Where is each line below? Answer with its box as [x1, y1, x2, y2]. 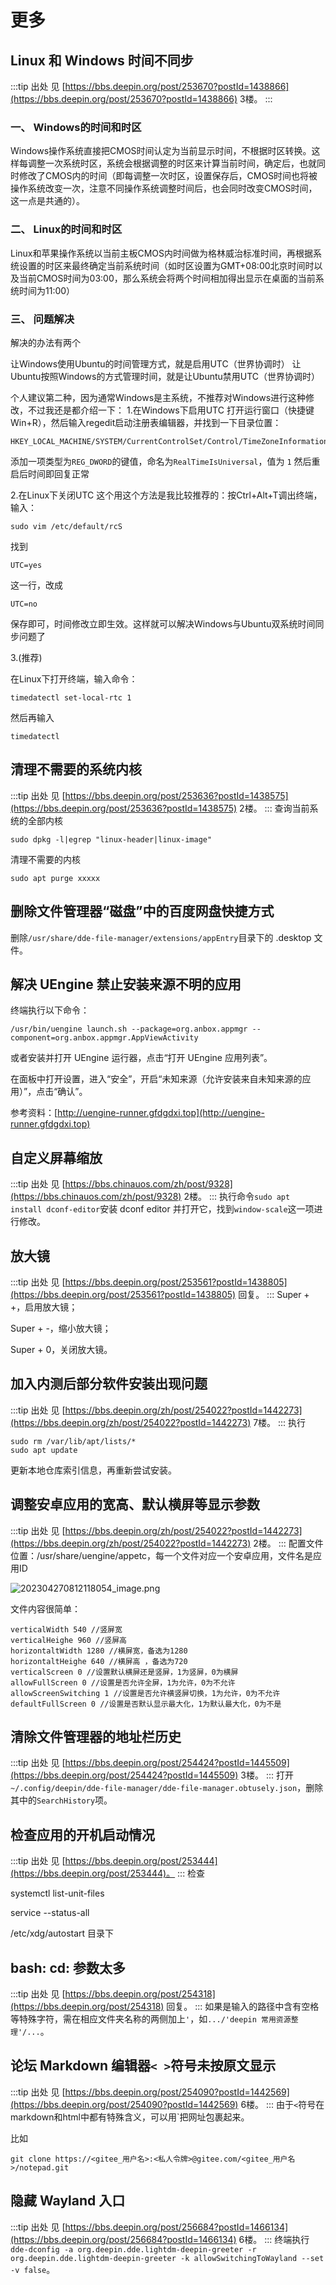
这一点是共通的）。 [10, 195, 85, 207]
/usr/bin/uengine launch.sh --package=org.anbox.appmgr [10, 1024, 248, 1035]
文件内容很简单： [10, 1602, 81, 1615]
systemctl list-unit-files [10, 1887, 105, 1900]
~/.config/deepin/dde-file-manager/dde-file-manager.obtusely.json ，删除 [10, 1782, 324, 1794]
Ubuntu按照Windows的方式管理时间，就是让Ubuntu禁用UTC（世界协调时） [10, 370, 321, 382]
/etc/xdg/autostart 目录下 [10, 1927, 115, 1940]
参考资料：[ [10, 1107, 58, 1119]
